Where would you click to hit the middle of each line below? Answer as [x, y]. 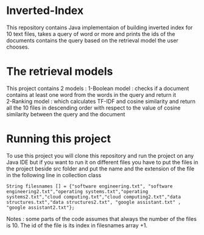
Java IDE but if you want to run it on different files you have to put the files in [102, 162]
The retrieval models [60, 72]
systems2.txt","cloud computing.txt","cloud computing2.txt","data [94, 197]
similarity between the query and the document [66, 114]
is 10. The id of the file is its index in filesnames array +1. [77, 225]
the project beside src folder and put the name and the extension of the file [100, 169]
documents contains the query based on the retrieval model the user [92, 40]
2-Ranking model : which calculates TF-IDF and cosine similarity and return [101, 101]
